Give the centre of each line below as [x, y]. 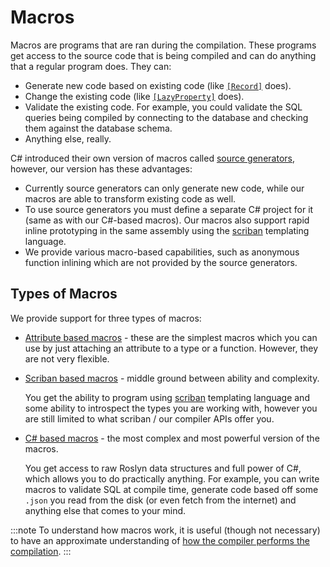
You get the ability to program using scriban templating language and [167, 397]
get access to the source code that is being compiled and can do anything [163, 55]
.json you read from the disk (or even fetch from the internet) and [160, 500]
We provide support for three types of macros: [106, 318]
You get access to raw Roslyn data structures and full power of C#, [163, 468]
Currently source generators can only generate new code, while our [164, 188]
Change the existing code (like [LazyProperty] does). [134, 96]
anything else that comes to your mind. [105, 510]
